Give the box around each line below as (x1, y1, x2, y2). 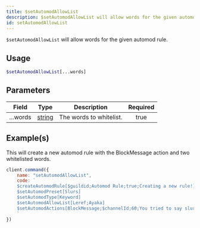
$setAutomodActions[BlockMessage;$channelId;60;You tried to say (17, 205, 183, 211)
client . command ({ (6, 167, 49, 173)
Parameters (6, 85, 51, 96)
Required (127, 103, 155, 111)
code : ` (17, 178, 36, 184)
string (37, 113, 54, 121)
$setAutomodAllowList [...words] (6, 69, 86, 75)
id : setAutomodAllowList (6, 20, 68, 26)
